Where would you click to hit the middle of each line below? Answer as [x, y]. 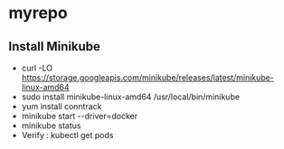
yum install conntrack [62, 106]
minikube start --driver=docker [79, 116]
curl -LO [37, 68]
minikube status [51, 126]
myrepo [38, 13]
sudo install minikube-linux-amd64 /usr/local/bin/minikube [131, 97]
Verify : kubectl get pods [67, 135]
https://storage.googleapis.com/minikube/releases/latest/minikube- [148, 78]
